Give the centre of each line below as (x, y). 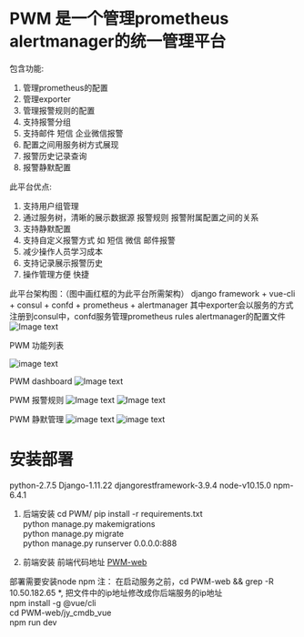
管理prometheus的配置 (65, 87)
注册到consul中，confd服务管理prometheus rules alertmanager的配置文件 (147, 316)
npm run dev (33, 622)
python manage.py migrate (73, 533)
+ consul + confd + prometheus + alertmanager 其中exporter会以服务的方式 (152, 305)
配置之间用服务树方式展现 (71, 144)
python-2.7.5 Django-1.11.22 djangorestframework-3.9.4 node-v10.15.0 (140, 485)
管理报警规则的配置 (59, 110)
